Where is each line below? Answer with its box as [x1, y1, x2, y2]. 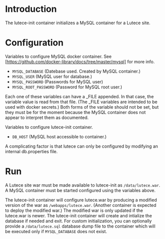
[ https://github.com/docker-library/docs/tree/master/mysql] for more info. [5, 58, 155, 65]
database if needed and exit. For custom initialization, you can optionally [5, 218, 152, 224]
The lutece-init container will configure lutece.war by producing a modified [5, 197, 157, 203]
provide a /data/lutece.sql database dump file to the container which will [5, 223, 156, 229]
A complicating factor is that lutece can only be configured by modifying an [5, 143, 159, 149]
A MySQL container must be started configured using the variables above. [5, 187, 156, 193]
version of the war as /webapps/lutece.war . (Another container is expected [5, 202, 157, 208]
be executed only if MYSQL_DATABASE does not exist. [5, 228, 107, 234]
